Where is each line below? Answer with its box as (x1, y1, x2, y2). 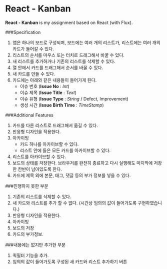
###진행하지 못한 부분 (5, 183, 48, 189)
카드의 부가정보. (12, 231, 43, 237)
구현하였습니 (137, 199, 162, 205)
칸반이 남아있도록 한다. (17, 166, 62, 172)
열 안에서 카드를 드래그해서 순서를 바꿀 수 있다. (12, 64, 103, 70)
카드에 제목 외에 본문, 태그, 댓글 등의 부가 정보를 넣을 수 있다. (12, 172, 131, 178)
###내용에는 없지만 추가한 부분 (5, 241, 66, 247)
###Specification (5, 29, 41, 35)
